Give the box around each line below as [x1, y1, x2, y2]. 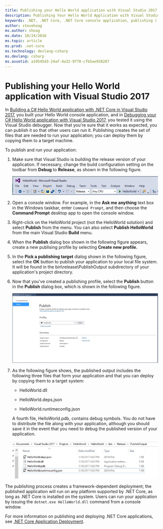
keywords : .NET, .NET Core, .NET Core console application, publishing [5, 18, 153, 23]
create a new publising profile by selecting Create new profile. [12, 244, 138, 250]
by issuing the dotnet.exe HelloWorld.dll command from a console [5, 498, 141, 504]
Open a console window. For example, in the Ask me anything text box [12, 200, 154, 206]
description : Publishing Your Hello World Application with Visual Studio [5, 13, 160, 18]
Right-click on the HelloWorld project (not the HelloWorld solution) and [12, 220, 153, 225]
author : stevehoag [5, 23, 42, 28]
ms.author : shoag [5, 28, 40, 33]
